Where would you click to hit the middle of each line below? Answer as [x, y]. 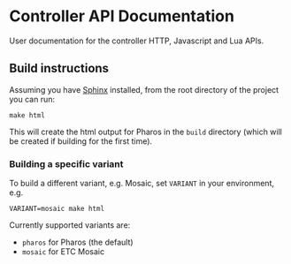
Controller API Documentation [122, 16]
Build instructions [59, 68]
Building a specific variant [66, 163]
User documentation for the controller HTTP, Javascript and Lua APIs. [137, 41]
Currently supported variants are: [70, 225]
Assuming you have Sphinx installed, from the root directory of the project [144, 89]
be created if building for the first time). [81, 141]
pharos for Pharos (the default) [78, 242]
